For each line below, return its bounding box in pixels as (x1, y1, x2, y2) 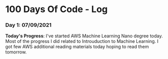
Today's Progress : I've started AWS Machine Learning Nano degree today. (5, 33, 163, 39)
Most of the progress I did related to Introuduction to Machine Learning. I (5, 38, 159, 44)
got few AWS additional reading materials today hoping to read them (5, 44, 149, 50)
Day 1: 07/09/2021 (5, 22, 52, 29)
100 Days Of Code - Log (5, 4, 108, 15)
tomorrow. (5, 49, 27, 55)
